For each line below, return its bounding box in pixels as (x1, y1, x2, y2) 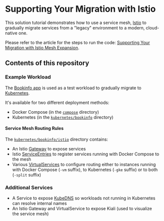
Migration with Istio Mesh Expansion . (5, 45, 80, 50)
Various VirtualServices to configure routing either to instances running (12, 161, 156, 167)
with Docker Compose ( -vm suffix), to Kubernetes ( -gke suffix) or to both (12, 167, 158, 172)
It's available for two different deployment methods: (5, 99, 109, 105)
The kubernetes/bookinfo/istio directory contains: (5, 136, 108, 142)
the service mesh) (12, 211, 49, 217)
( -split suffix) (12, 172, 42, 177)
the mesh (12, 156, 31, 162)
